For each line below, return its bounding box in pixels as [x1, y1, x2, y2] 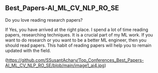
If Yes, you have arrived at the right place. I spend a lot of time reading [5, 27, 149, 33]
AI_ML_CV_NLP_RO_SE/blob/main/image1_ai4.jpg [5, 62, 105, 68]
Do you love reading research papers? [5, 17, 83, 23]
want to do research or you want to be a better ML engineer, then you [5, 37, 147, 43]
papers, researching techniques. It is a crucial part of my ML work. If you [5, 32, 153, 37]
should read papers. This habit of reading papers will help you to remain [5, 42, 152, 48]
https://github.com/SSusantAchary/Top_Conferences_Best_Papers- [6, 57, 144, 63]
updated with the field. [5, 47, 51, 53]
